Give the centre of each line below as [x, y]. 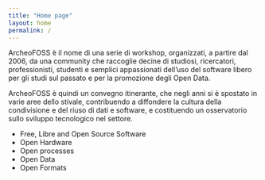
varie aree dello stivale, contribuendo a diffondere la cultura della [115, 102]
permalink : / [30, 30]
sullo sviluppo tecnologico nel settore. [70, 119]
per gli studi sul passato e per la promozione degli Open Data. [109, 78]
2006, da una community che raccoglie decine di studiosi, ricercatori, [122, 61]
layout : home [30, 23]
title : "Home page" [41, 15]
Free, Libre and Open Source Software [83, 134]
